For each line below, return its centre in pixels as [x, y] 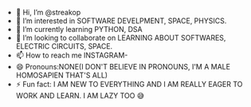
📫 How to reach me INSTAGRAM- [72, 55]
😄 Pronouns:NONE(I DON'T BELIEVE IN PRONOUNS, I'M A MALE [123, 67]
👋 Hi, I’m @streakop [48, 12]
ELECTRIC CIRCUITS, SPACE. [64, 46]
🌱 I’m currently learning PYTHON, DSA [79, 29]
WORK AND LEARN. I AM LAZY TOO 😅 [80, 95]
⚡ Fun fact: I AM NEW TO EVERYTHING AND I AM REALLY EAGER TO [129, 84]
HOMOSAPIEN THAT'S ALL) [62, 75]
